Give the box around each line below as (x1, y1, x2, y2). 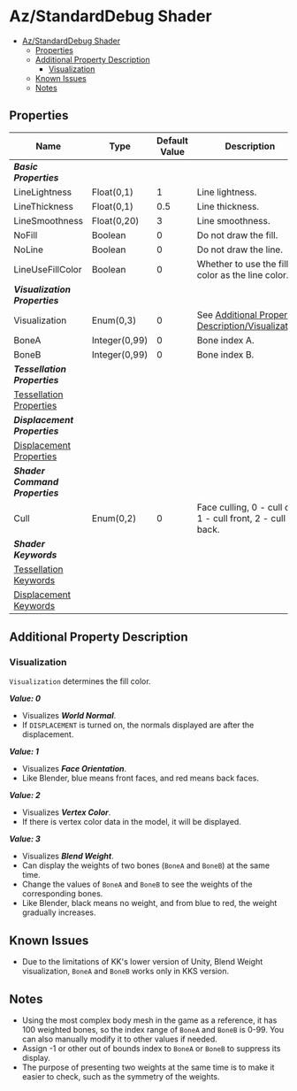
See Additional (196, 308, 258, 320)
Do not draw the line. (196, 243, 283, 256)
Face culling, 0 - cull (196, 501, 283, 513)
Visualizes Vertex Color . (21, 807, 111, 818)
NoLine (13, 243, 44, 256)
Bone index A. (196, 334, 255, 346)
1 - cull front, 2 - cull (196, 511, 286, 524)
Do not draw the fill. (196, 228, 278, 241)
